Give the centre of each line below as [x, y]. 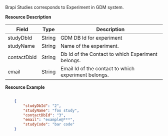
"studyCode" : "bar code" [49, 124]
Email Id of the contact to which [98, 69]
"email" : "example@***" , [49, 120]
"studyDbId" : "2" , [42, 106]
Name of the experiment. [90, 46]
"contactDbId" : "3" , [44, 115]
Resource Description [28, 17]
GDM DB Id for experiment [91, 38]
